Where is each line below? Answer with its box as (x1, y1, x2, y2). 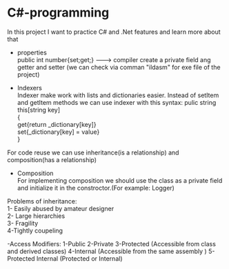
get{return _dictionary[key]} (17, 120, 97, 128)
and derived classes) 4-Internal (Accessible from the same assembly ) (7, 247, 207, 255)
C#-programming (7, 5, 110, 21)
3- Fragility (7, 219, 39, 227)
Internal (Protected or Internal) (37, 254, 123, 263)
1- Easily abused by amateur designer (7, 204, 114, 212)
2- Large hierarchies (7, 212, 66, 220)
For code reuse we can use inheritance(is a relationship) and (7, 148, 179, 157)
